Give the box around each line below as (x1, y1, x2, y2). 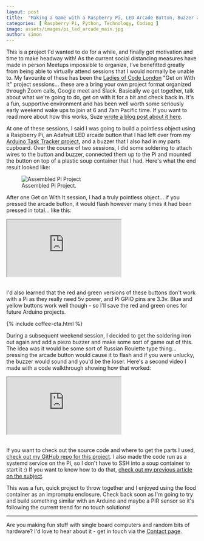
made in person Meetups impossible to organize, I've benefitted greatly (6, 62, 185, 69)
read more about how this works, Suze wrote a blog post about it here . (6, 113, 183, 121)
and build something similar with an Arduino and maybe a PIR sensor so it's (6, 497, 194, 504)
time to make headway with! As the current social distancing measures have (6, 55, 197, 62)
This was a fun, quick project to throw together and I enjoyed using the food (6, 484, 196, 492)
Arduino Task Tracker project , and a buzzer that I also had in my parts (6, 138, 181, 145)
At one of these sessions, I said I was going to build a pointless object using (6, 125, 195, 132)
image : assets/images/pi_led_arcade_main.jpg (6, 26, 123, 32)
